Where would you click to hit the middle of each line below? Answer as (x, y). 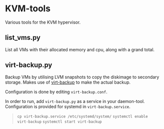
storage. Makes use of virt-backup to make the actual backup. (68, 82)
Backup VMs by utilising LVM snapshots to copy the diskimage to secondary (82, 77)
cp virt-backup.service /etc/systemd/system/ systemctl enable (82, 116)
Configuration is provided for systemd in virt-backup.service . (68, 106)
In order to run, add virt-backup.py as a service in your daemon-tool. (75, 101)
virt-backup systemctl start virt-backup (59, 122)
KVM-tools (28, 9)
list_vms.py (23, 38)
